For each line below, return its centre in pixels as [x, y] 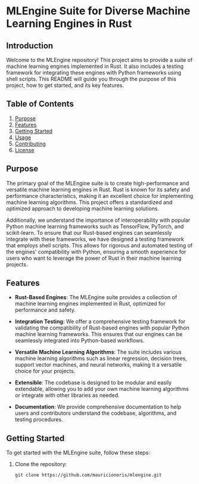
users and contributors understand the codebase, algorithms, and [96, 413]
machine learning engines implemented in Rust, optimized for [90, 304]
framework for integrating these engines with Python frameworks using [94, 72]
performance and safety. [45, 310]
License [24, 150]
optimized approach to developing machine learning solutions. [83, 208]
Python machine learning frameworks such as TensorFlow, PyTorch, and [95, 226]
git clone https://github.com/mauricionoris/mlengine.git [88, 475]
